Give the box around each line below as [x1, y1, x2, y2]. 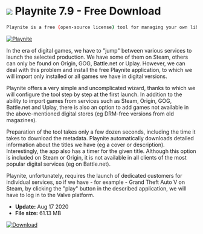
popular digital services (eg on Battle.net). [6, 160, 111, 167]
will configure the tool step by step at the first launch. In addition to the [6, 91, 182, 98]
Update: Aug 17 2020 [14, 203, 69, 210]
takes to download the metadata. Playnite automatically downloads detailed [6, 134, 195, 141]
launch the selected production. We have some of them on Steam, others [6, 53, 188, 60]
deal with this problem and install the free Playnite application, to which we [6, 66, 192, 73]
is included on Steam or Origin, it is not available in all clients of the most [6, 154, 187, 161]
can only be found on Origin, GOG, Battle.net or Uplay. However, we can [6, 59, 185, 67]
